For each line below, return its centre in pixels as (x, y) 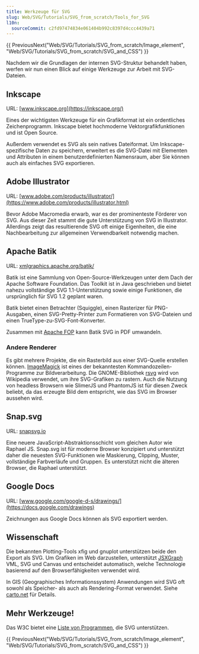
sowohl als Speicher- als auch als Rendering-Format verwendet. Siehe (92, 588)
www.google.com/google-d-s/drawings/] (71, 501)
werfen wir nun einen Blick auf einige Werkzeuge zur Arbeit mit (84, 69)
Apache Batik (31, 252)
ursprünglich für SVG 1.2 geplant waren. (55, 296)
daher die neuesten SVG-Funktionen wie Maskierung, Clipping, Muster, (93, 455)
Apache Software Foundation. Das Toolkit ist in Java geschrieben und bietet (99, 283)
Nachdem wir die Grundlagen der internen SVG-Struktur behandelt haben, (97, 63)
